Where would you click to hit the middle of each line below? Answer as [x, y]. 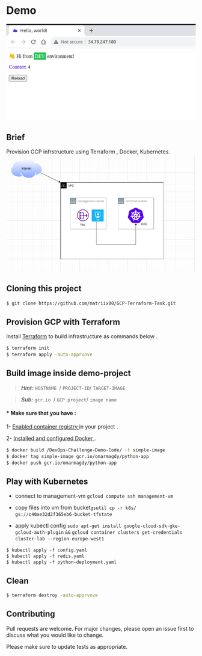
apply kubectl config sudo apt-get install [68, 526]
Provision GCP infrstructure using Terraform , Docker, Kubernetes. [88, 152]
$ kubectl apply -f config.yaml [47, 550]
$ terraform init [28, 348]
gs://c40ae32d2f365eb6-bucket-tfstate [63, 515]
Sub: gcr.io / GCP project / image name [69, 399]
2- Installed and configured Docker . [51, 438]
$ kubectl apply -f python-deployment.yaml [62, 562]
